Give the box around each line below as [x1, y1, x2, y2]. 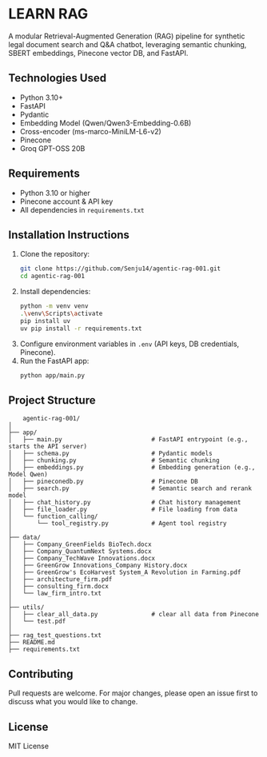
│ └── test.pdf [8, 617, 66, 626]
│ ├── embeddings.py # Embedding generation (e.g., [8, 464, 256, 472]
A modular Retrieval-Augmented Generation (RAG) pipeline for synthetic [8, 31, 245, 41]
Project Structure [8, 393, 96, 407]
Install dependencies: [19, 287, 91, 297]
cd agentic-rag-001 [19, 273, 86, 281]
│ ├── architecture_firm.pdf [8, 576, 113, 584]
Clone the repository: [19, 249, 90, 259]
